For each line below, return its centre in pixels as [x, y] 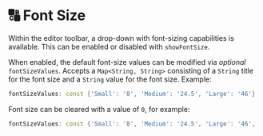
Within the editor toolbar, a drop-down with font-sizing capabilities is [121, 38]
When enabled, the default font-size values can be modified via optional [127, 62]
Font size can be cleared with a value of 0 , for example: [99, 109]
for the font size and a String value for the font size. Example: [110, 79]
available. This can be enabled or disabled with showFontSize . [109, 46]
